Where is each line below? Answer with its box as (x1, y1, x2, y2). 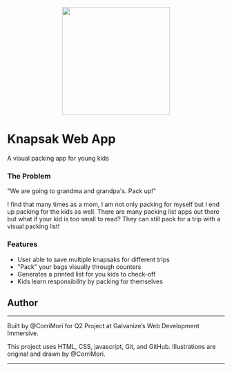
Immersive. (7, 329, 39, 337)
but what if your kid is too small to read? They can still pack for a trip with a (7, 215, 221, 223)
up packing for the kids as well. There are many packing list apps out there (7, 208, 220, 216)
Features (7, 239, 38, 249)
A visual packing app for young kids (7, 154, 109, 162)
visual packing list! (7, 222, 60, 230)
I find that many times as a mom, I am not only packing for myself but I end (7, 200, 220, 209)
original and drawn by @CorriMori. (7, 350, 106, 358)
